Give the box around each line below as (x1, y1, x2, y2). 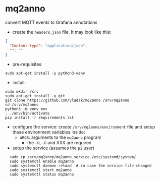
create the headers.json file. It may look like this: (12, 29, 111, 35)
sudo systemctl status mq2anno (9, 172, 74, 177)
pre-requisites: (12, 61, 43, 67)
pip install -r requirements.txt (5, 115, 74, 121)
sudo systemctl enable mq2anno (9, 159, 74, 164)
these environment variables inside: (12, 129, 85, 135)
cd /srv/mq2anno (5, 102, 39, 107)
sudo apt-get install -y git (5, 94, 65, 99)
